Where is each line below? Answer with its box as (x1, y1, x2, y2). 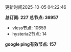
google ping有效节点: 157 (5, 41, 57, 47)
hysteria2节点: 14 (12, 31, 47, 36)
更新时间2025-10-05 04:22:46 (5, 4, 67, 10)
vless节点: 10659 (12, 25, 47, 31)
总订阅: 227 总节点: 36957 (5, 15, 59, 20)
